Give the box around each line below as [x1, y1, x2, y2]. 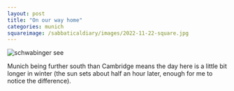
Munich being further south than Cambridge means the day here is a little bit [7, 62, 227, 70]
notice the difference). [7, 77, 71, 85]
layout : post [7, 10, 45, 17]
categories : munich [7, 23, 64, 30]
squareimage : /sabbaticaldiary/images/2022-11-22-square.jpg [7, 29, 189, 37]
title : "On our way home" [7, 17, 82, 24]
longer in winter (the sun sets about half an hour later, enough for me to [7, 69, 213, 78]
